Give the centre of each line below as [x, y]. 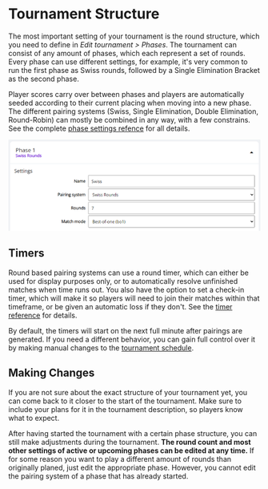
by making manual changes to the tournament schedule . [101, 348]
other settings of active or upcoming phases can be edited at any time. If [131, 451]
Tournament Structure [84, 14]
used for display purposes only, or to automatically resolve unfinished [123, 281]
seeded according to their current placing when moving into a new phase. [130, 103]
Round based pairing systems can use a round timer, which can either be [129, 273]
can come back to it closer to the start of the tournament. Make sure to [125, 401]
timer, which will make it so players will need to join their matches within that [134, 298]
